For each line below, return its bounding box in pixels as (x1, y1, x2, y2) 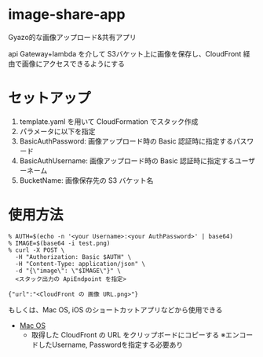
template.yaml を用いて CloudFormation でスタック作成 (19, 116, 199, 126)
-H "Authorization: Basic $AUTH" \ (15, 253, 132, 260)
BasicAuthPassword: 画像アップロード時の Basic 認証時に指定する (19, 136, 234, 146)
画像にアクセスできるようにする (21, 59, 126, 68)
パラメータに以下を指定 (19, 126, 96, 136)
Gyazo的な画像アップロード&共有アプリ (8, 32, 137, 42)
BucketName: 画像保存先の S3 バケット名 (19, 175, 154, 185)
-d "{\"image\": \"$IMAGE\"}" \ (15, 267, 122, 275)
